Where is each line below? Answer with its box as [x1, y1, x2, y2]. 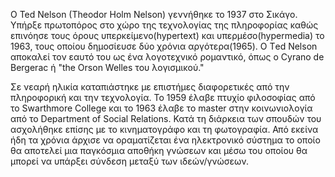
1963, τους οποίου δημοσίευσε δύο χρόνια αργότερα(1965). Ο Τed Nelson [10, 40, 318, 52]
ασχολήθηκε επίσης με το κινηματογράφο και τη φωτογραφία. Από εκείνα [10, 124, 319, 135]
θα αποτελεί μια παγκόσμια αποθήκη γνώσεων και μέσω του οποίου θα [10, 145, 308, 156]
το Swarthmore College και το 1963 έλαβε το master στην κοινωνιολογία [10, 102, 313, 114]
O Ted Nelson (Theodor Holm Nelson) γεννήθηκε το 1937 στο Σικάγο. [10, 9, 298, 20]
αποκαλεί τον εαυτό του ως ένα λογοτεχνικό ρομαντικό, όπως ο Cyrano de [10, 51, 325, 63]
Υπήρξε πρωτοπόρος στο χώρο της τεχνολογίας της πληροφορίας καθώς [10, 19, 319, 31]
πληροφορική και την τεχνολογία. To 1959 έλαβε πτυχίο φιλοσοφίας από [10, 92, 316, 103]
